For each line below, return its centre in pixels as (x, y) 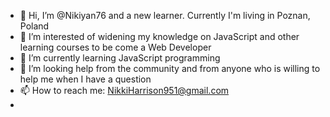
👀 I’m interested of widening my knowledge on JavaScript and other (159, 36)
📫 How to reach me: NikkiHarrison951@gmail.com (124, 90)
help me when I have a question (85, 79)
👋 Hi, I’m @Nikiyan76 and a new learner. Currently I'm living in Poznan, (165, 15)
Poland (34, 26)
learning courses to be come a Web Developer (115, 47)
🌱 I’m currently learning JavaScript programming (120, 58)
